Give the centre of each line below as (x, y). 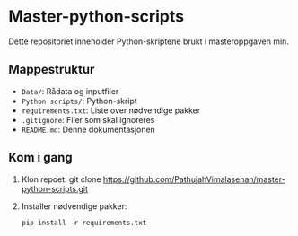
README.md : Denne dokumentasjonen (88, 129)
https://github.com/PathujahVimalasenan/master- (194, 179)
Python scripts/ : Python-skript (79, 101)
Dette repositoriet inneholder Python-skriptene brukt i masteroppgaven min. (149, 41)
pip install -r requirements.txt (84, 223)
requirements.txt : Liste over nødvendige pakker (111, 110)
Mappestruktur (52, 70)
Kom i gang (40, 157)
